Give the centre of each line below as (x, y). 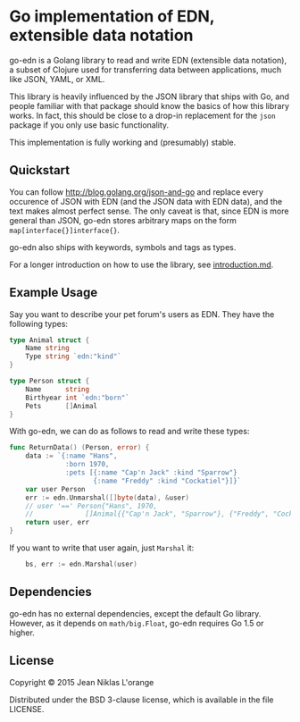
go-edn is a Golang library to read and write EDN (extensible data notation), (148, 60)
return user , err (58, 523)
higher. (22, 633)
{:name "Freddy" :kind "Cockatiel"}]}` (167, 481)
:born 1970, (87, 465)
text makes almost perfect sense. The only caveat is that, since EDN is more (149, 211)
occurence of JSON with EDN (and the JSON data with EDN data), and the (146, 201)
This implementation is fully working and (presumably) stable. (123, 142)
